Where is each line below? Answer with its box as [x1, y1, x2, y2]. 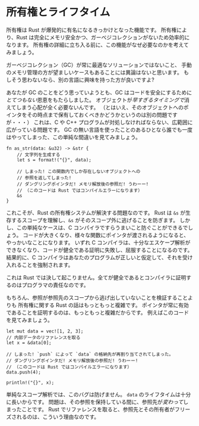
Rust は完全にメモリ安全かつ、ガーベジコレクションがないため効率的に [16, 33, 190, 41]
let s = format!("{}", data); [17, 157, 92, 163]
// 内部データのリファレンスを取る [6, 334, 81, 340]
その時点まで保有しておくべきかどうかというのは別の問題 [26, 111, 168, 118]
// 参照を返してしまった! [17, 175, 72, 181]
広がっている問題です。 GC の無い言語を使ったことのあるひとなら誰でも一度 [6, 126, 193, 133]
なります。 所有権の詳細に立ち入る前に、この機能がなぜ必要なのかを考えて [6, 41, 189, 48]
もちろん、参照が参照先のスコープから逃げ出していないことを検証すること [6, 294, 188, 301]
